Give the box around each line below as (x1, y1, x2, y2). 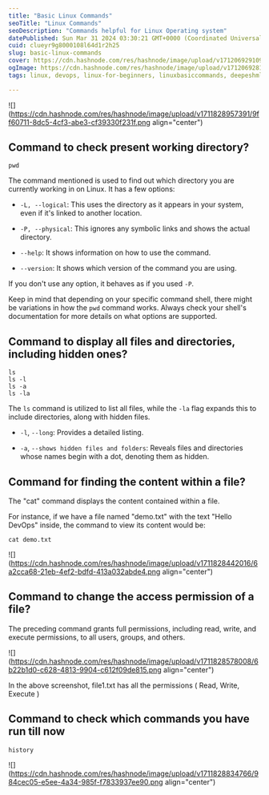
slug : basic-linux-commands (8, 49, 102, 57)
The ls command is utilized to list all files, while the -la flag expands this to (8, 404, 257, 414)
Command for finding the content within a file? (8, 474, 246, 489)
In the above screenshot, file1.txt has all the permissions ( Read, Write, (8, 680, 240, 690)
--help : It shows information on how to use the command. (19, 248, 211, 257)
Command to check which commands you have (8, 712, 250, 726)
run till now (8, 724, 66, 738)
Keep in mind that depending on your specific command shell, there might (8, 294, 252, 305)
